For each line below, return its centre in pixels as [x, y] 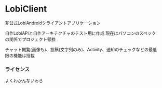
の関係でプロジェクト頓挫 [30, 39]
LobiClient [26, 9]
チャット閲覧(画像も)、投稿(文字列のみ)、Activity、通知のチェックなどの [77, 49]
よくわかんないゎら [24, 81]
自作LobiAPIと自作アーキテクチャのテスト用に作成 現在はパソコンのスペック [81, 33]
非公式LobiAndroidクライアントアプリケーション [53, 23]
